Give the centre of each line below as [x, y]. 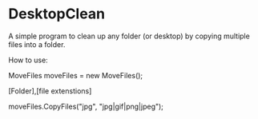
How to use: [28, 60]
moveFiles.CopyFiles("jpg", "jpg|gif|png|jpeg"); [86, 106]
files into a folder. [37, 44]
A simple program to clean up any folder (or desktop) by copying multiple [129, 36]
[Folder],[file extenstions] [50, 91]
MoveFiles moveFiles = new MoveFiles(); [76, 75]
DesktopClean [57, 14]
